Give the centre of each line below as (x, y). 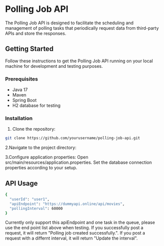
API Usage (21, 183)
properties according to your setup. (41, 168)
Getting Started (29, 49)
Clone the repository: (34, 129)
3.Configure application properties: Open (47, 157)
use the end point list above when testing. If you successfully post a (74, 228)
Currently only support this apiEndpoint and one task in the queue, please (80, 222)
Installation (19, 118)
